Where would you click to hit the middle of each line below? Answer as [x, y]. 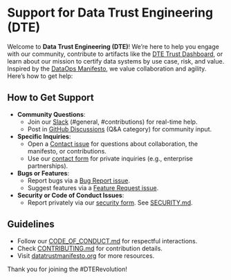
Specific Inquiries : [44, 136]
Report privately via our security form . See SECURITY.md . [110, 203]
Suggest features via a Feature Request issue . [93, 187]
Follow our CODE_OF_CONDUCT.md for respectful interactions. [107, 241]
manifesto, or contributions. [67, 151]
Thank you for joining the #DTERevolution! [67, 269]
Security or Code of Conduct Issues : [71, 195]
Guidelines [31, 224]
